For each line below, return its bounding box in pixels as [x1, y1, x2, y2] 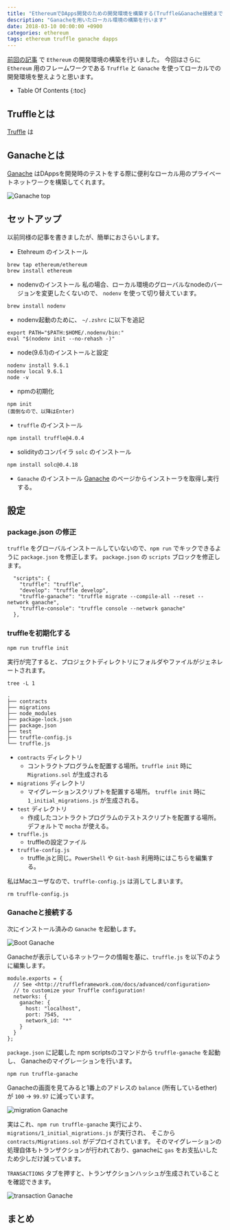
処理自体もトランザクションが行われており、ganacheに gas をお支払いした [7, 1145, 218, 1154]
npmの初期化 [16, 387, 54, 395]
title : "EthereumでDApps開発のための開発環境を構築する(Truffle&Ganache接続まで [7, 10, 223, 17]
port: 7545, [25, 1011, 60, 1018]
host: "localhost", [25, 1005, 81, 1012]
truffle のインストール [16, 421, 83, 429]
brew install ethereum [7, 267, 72, 274]
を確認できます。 [7, 1178, 55, 1186]
